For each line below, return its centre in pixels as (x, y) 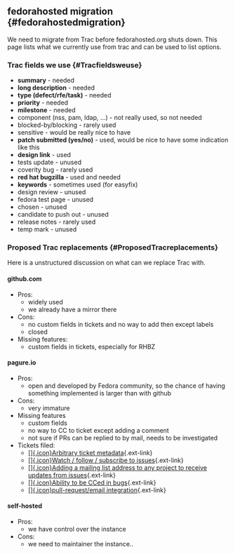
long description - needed (56, 88)
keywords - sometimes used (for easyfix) (78, 184)
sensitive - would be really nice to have (74, 133)
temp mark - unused (47, 229)
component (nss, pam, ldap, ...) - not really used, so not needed (109, 118)
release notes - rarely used (56, 222)
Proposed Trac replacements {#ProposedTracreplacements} (113, 248)
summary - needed (46, 81)
